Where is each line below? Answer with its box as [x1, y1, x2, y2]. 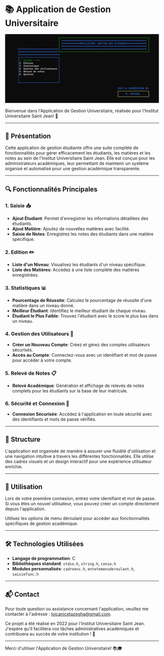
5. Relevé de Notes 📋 [5, 370, 57, 377]
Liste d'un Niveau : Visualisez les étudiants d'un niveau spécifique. [12, 262, 146, 268]
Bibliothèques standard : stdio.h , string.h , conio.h [12, 561, 116, 566]
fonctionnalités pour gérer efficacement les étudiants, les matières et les [5, 150, 151, 156]
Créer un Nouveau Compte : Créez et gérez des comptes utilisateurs [12, 341, 150, 347]
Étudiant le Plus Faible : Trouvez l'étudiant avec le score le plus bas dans [12, 313, 159, 319]
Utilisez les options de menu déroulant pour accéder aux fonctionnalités [5, 515, 150, 521]
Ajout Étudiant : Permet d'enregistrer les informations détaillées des [12, 215, 149, 221]
